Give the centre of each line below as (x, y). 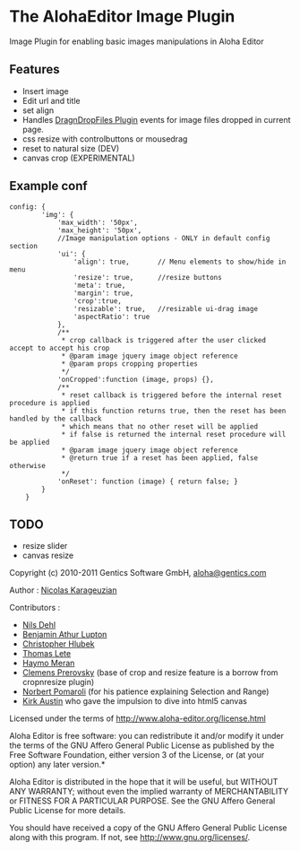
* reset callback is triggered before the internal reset (171, 395)
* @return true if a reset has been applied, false (159, 458)
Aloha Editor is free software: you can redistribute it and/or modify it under (146, 736)
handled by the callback (56, 419)
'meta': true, (99, 285)
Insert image (45, 91)
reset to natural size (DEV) (71, 148)
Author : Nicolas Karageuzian (63, 590)
